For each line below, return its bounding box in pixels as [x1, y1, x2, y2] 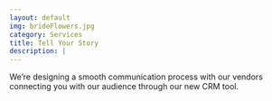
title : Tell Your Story [9, 38, 99, 48]
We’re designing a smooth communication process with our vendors [9, 71, 264, 82]
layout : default [9, 13, 70, 23]
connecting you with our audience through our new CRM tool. [9, 81, 239, 92]
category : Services [9, 30, 83, 39]
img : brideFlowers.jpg [9, 22, 95, 31]
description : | [9, 47, 67, 56]
